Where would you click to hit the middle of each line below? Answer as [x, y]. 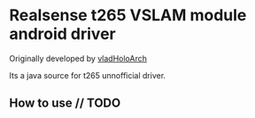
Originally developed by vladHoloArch [78, 58]
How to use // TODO [65, 103]
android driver [63, 34]
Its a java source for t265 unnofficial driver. [88, 75]
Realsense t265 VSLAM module [128, 15]
